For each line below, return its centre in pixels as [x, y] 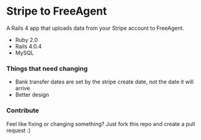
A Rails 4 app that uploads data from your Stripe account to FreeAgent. [95, 28]
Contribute [23, 111]
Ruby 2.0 [26, 40]
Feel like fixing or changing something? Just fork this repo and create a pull [101, 124]
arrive [23, 88]
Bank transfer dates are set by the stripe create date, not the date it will [104, 82]
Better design [32, 95]
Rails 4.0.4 [28, 46]
